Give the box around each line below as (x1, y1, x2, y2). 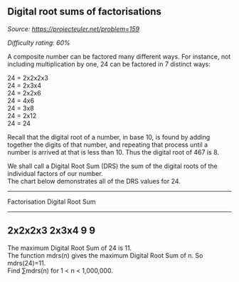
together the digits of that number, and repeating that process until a (7, 140, 208, 149)
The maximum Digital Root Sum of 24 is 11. (7, 244, 132, 252)
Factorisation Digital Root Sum (7, 197, 96, 206)
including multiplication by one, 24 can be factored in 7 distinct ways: (7, 60, 211, 68)
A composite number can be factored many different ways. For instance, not (7, 52, 231, 61)
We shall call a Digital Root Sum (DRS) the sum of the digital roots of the (7, 162, 218, 170)
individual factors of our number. (7, 169, 103, 177)
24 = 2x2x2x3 (7, 73, 48, 82)
